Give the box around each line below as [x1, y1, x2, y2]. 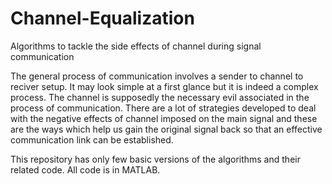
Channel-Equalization [10, 7, 195, 30]
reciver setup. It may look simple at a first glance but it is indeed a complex [10, 80, 319, 92]
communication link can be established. [10, 133, 174, 146]
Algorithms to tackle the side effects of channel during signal [10, 40, 262, 52]
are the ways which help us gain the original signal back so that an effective [10, 123, 323, 135]
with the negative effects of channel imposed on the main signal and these [10, 112, 318, 124]
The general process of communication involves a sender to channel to [10, 70, 304, 82]
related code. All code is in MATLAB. [10, 163, 161, 176]
